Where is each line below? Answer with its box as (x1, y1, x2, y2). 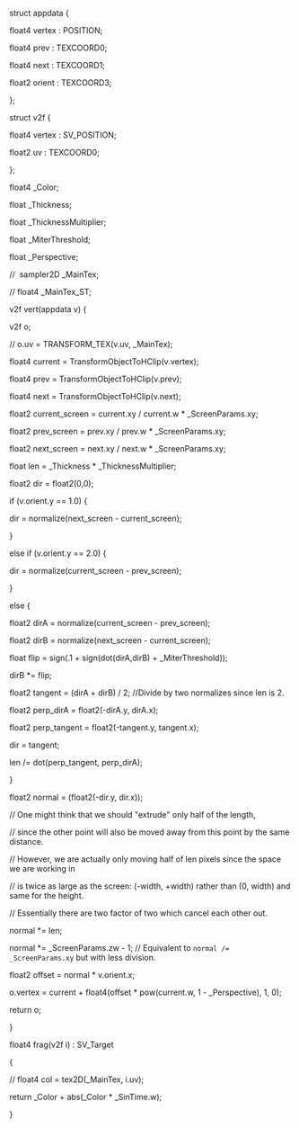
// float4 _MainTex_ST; (9, 287, 92, 297)
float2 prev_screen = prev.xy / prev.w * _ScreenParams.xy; (9, 426, 226, 436)
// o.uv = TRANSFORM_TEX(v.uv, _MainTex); (9, 339, 173, 349)
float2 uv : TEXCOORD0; (9, 148, 101, 157)
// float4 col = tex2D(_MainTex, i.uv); (9, 1074, 145, 1085)
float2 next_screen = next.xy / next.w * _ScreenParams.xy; (9, 443, 226, 453)
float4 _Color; (9, 182, 60, 192)
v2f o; (9, 321, 31, 332)
